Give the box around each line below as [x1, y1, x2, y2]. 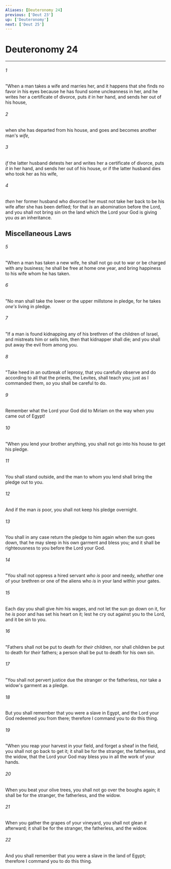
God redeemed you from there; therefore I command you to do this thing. [5, 715, 159, 721]
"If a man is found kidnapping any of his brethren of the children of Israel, [5, 331, 159, 337]
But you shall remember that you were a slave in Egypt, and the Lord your [5, 710, 159, 716]
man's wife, [5, 132, 30, 139]
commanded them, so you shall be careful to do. [5, 380, 107, 386]
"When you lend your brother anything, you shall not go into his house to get [5, 441, 165, 447]
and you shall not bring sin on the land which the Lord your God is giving [5, 209, 157, 215]
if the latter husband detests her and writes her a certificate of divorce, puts [5, 159, 164, 166]
